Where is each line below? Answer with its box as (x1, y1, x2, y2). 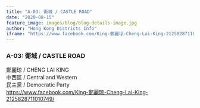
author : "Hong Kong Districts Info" (6, 25, 97, 32)
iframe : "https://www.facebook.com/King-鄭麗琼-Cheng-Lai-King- (6, 31, 167, 37)
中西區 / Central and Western (6, 74, 77, 81)
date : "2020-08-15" (6, 14, 55, 20)
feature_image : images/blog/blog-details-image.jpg (6, 20, 137, 26)
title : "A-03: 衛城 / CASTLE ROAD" (6, 8, 93, 15)
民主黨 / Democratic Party (6, 81, 70, 88)
